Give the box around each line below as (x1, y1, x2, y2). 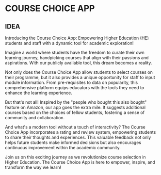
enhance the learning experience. (5, 90, 73, 95)
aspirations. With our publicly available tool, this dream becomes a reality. (5, 60, 152, 65)
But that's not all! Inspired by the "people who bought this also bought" (5, 99, 147, 105)
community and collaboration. (5, 115, 64, 120)
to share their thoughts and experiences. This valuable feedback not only (5, 134, 151, 140)
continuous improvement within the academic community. (5, 145, 121, 150)
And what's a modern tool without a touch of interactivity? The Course (5, 124, 145, 130)
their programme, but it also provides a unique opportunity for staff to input (5, 75, 155, 80)
